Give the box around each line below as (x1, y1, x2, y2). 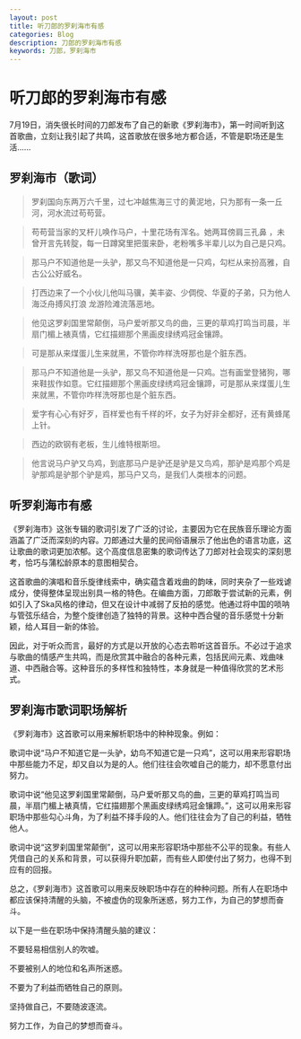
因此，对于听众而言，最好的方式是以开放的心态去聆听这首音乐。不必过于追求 (9, 639, 292, 651)
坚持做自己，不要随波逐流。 (9, 1000, 112, 1011)
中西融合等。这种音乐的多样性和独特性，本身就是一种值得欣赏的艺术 (24, 662, 276, 674)
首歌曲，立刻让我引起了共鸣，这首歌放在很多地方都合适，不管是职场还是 (9, 131, 276, 142)
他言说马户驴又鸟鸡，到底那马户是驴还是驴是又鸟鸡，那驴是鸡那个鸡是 (30, 457, 291, 468)
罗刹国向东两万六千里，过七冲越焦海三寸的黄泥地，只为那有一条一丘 (30, 196, 283, 207)
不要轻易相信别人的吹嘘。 (9, 944, 104, 955)
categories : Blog (9, 30, 74, 39)
